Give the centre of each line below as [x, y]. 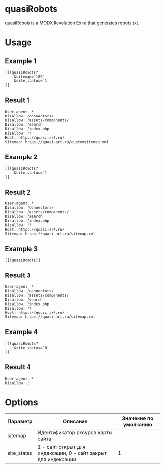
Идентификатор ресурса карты [75, 432]
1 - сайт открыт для [62, 447]
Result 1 [17, 100]
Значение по [138, 418]
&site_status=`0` [32, 348]
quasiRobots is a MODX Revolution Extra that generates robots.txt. [72, 23]
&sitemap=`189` [29, 77]
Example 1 [21, 61]
